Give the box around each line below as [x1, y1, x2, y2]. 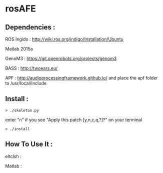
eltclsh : [5, 153, 21, 159]
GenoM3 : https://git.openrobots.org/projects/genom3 [5, 55, 117, 61]
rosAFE [5, 3, 36, 14]
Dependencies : [5, 23, 55, 31]
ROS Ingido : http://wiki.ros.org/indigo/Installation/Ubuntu [5, 36, 123, 42]
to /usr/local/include [5, 80, 46, 86]
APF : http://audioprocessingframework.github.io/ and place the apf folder [5, 75, 158, 80]
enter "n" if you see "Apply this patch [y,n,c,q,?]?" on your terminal [5, 116, 142, 122]
